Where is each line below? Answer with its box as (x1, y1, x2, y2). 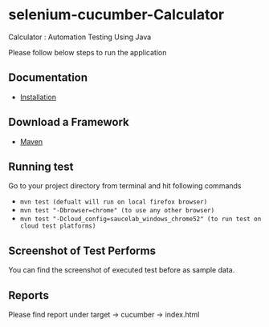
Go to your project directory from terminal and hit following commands (8, 181, 242, 191)
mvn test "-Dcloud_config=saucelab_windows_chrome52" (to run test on (19, 215, 262, 224)
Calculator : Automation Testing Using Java (8, 32, 152, 42)
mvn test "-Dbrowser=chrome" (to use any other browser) (19, 207, 215, 215)
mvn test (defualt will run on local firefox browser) (19, 198, 208, 206)
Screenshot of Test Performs (8, 244, 157, 257)
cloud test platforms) (19, 222, 96, 230)
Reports (8, 289, 50, 302)
